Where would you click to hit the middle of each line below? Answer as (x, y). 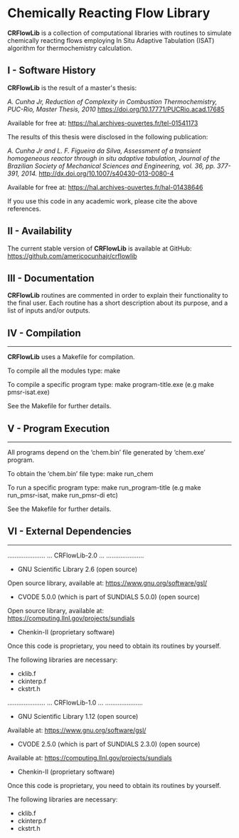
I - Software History (52, 70)
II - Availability (40, 231)
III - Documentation (51, 278)
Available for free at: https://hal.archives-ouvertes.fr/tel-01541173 (103, 123)
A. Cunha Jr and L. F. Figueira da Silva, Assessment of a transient (104, 151)
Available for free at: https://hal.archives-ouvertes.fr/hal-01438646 (105, 187)
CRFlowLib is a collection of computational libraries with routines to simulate (119, 33)
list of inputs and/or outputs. (49, 311)
